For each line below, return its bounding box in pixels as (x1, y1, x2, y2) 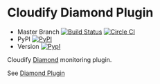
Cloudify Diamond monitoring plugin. (7, 55, 112, 63)
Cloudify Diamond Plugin (7, 5, 154, 21)
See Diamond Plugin (7, 69, 65, 77)
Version (17, 42, 39, 50)
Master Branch (17, 28, 60, 36)
